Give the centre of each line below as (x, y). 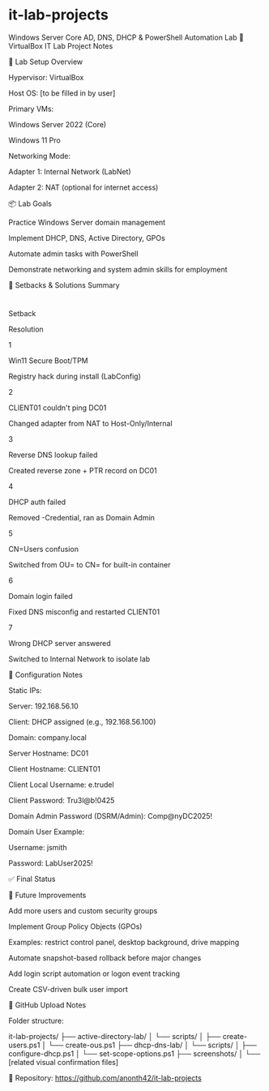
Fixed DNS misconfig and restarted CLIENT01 (84, 612)
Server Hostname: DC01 (49, 753)
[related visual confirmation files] (64, 1063)
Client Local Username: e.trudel (62, 785)
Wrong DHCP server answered (60, 644)
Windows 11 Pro (34, 140)
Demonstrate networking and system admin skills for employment (118, 269)
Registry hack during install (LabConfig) (75, 377)
